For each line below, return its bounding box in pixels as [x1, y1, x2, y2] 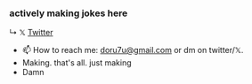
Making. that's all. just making [21, 57, 132, 68]
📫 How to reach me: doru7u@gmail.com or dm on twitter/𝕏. [21, 45, 244, 56]
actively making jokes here [9, 7, 128, 19]
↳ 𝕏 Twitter [9, 27, 53, 38]
